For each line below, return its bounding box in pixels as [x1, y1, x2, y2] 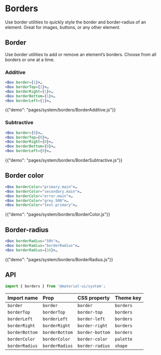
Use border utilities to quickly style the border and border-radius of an [5, 19, 146, 25]
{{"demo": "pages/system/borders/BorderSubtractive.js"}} [5, 157, 123, 163]
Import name [7, 294, 38, 301]
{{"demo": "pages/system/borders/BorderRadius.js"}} [5, 256, 113, 262]
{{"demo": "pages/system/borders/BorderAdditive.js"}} [5, 107, 116, 113]
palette [114, 336, 133, 342]
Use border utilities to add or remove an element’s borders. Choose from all [5, 51, 157, 57]
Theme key [114, 294, 141, 301]
